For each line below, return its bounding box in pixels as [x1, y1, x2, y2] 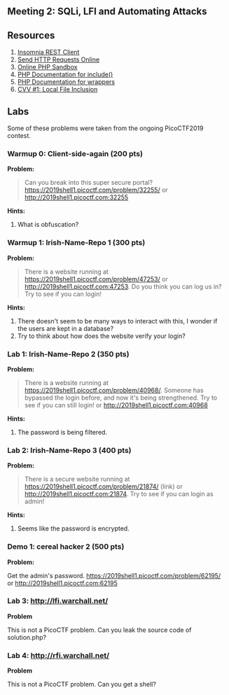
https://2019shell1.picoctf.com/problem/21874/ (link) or [24, 482, 183, 491]
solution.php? [7, 633, 47, 641]
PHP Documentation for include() [17, 70, 113, 79]
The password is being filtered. [17, 428, 107, 436]
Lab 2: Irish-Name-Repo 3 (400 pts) [7, 445, 132, 455]
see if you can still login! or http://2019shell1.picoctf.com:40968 [24, 400, 208, 409]
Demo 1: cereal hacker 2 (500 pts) [7, 542, 125, 552]
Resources [7, 29, 55, 41]
